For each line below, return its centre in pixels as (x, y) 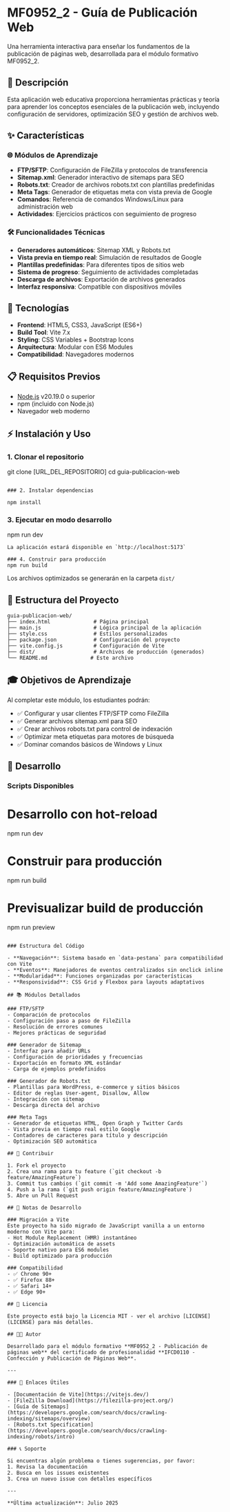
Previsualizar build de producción (105, 908)
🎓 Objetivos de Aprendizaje (69, 680)
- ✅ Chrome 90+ (30, 1274)
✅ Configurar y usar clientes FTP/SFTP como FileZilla (93, 713)
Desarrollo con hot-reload (82, 815)
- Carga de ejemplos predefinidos (57, 1069)
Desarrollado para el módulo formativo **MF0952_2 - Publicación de (107, 1347)
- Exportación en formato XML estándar (64, 1063)
